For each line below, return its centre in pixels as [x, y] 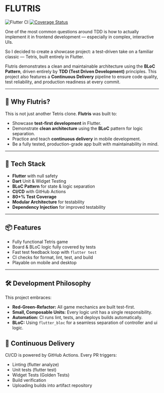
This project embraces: [28, 297]
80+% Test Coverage [34, 196]
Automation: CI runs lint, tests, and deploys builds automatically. [77, 318]
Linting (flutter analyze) [36, 365]
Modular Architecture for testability [48, 202]
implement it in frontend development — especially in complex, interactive [80, 37]
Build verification [29, 380]
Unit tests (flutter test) [34, 370]
